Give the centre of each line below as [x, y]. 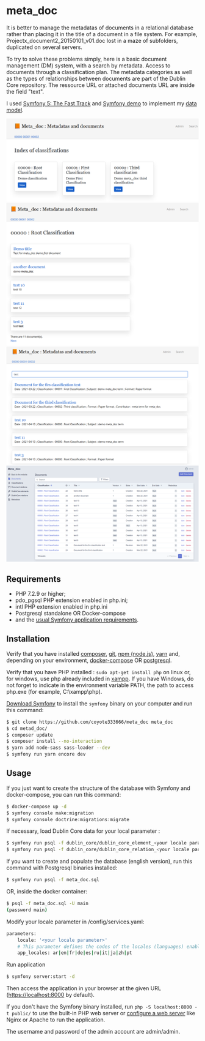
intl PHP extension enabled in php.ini [61, 606]
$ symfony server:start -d [41, 977]
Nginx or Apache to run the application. [56, 1020]
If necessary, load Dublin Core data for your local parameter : [83, 831]
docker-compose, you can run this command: [64, 794]
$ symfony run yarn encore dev [46, 754]
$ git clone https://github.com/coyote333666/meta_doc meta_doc [90, 722]
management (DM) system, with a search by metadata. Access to [88, 66]
